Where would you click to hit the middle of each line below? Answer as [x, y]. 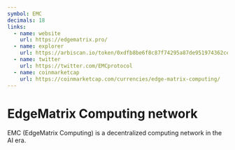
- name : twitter [37, 60]
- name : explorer [39, 46]
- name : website [37, 33]
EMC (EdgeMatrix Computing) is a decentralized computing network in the [115, 133]
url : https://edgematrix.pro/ [64, 40]
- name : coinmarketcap [47, 72]
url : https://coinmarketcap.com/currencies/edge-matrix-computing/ [120, 79]
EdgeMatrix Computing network [102, 114]
